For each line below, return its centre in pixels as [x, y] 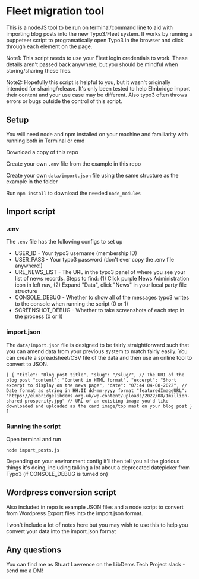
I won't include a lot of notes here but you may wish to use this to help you [97, 525]
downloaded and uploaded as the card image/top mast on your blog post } [99, 406]
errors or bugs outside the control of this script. [64, 101]
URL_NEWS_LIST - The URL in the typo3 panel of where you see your [100, 272]
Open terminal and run [34, 440]
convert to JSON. [27, 364]
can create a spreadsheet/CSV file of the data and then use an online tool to [99, 357]
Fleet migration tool [55, 11]
